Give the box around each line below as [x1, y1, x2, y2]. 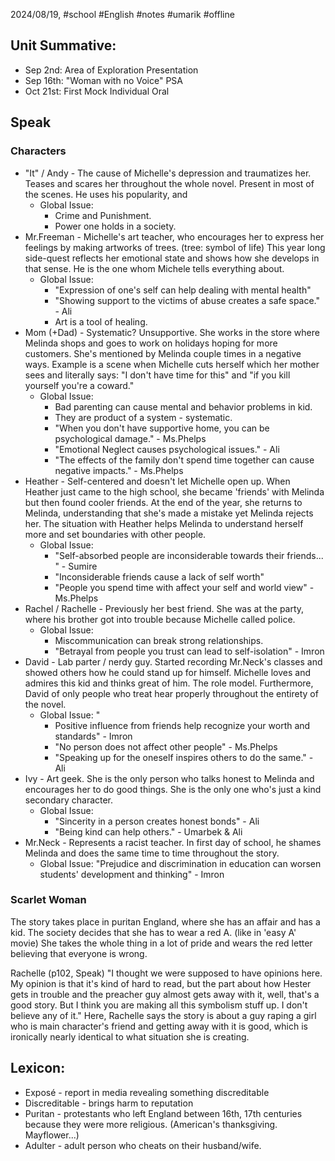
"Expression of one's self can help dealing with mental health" [54, 284, 312, 296]
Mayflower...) [24, 1129, 80, 1141]
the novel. [24, 698, 67, 710]
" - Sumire [54, 560, 98, 572]
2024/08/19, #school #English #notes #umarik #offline [10, 9, 235, 20]
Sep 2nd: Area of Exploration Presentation [24, 64, 199, 76]
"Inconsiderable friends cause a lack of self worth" [54, 570, 265, 583]
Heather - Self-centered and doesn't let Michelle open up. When [24, 475, 291, 487]
